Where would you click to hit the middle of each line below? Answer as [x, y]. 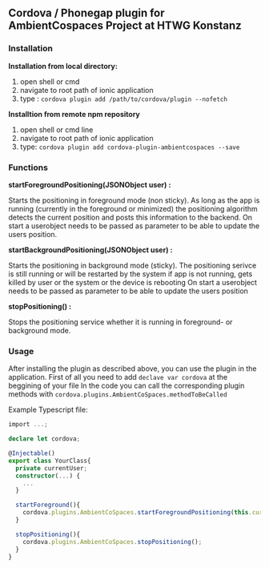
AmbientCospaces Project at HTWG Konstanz [125, 26]
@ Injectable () [32, 453]
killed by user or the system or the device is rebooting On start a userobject [133, 282]
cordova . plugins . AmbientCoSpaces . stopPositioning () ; [112, 542]
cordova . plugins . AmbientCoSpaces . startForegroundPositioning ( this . [137, 513]
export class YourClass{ [50, 461]
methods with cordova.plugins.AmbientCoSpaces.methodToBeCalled [118, 394]
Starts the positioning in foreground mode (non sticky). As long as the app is [134, 200]
